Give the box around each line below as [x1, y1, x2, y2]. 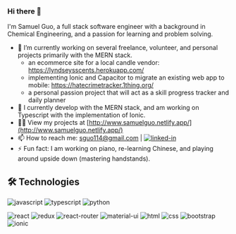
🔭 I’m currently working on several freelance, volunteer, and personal [17, 44, 218, 52]
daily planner [27, 96, 66, 104]
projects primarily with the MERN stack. [17, 51, 132, 59]
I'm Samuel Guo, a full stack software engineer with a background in [7, 23, 206, 31]
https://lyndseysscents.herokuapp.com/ [27, 66, 144, 75]
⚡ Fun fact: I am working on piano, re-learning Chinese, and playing [17, 144, 213, 153]
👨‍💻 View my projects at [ [17, 118, 89, 127]
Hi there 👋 [7, 6, 42, 16]
